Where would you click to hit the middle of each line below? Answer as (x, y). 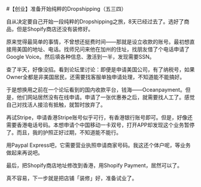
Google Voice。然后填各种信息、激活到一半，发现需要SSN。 (80, 57)
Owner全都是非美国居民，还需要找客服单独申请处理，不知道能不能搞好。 (96, 77)
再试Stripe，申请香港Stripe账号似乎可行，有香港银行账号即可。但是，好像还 (100, 117)
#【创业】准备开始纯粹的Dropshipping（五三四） (66, 9)
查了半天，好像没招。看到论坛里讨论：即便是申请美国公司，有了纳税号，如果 (100, 70)
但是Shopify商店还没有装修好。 (55, 29)
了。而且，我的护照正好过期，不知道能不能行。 (64, 132)
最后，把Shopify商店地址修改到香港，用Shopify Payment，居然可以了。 (95, 165)
